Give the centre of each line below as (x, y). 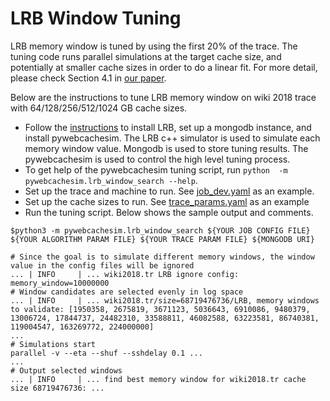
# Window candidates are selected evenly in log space (127, 292)
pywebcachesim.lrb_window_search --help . (111, 180)
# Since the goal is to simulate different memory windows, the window (162, 257)
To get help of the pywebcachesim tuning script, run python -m (156, 169)
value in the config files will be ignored (102, 265)
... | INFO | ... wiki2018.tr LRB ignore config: (125, 274)
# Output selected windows (66, 370)
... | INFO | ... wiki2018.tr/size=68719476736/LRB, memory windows (165, 300)
